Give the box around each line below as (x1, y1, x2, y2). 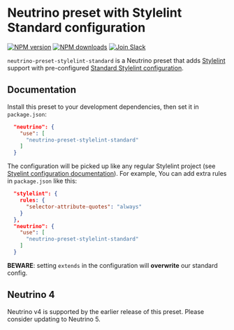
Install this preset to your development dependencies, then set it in (7, 103, 199, 111)
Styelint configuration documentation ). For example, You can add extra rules (7, 170, 227, 178)
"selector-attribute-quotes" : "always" (25, 203, 142, 210)
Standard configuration (7, 20, 146, 36)
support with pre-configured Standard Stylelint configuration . (7, 63, 184, 72)
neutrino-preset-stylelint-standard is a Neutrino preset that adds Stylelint (7, 56, 226, 64)
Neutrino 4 (7, 289, 55, 301)
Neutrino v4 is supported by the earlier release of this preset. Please (7, 307, 205, 315)
